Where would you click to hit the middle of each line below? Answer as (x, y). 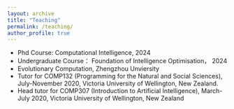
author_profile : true (39, 33)
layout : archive (31, 14)
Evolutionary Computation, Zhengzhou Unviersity (88, 69)
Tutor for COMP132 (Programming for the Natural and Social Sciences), (120, 76)
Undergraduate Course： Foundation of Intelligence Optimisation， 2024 (122, 61)
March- (212, 91)
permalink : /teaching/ (40, 26)
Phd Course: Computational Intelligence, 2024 (84, 53)
